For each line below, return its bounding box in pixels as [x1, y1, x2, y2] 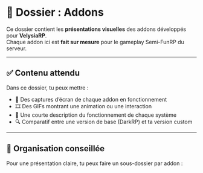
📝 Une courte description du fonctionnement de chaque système [14, 111, 177, 119]
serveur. [6, 45, 27, 52]
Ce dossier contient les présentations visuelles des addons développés [6, 25, 186, 33]
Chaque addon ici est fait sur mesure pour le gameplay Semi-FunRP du [6, 38, 184, 45]
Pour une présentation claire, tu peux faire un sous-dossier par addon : [6, 160, 183, 167]
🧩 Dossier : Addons [6, 5, 104, 19]
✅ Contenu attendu [6, 68, 80, 78]
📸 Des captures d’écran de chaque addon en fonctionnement [14, 96, 167, 103]
